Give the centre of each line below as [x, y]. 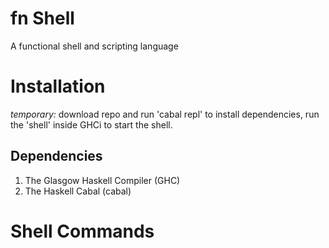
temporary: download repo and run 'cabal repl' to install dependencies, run [165, 114]
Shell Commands [82, 231]
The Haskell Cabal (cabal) [78, 191]
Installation [58, 86]
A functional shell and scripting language [94, 46]
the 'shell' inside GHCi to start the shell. [91, 124]
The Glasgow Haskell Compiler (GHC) [102, 180]
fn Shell [42, 18]
